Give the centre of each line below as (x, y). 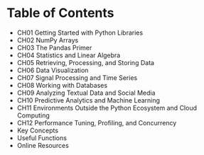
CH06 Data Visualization (53, 70)
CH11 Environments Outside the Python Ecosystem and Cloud (107, 108)
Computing (33, 115)
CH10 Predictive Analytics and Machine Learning (88, 100)
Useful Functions (42, 138)
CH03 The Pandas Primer (54, 47)
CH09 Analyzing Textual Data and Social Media (86, 93)
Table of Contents (60, 13)
